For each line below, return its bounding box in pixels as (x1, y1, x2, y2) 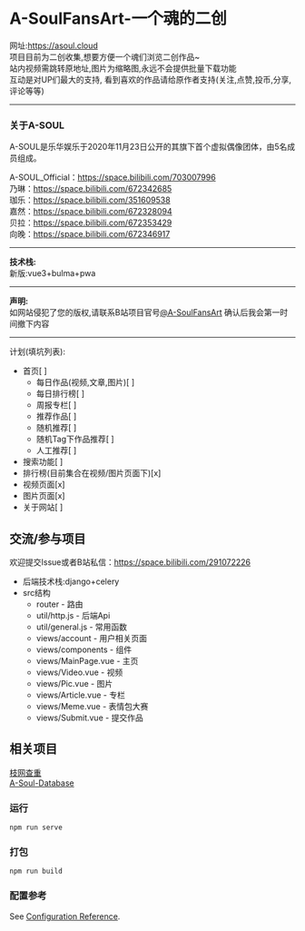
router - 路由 (35, 599, 84, 609)
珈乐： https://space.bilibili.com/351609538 (9, 194, 171, 205)
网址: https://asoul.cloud (9, 40, 98, 51)
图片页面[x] (22, 490, 65, 501)
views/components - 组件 (35, 644, 133, 655)
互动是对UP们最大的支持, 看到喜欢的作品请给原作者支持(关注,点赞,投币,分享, (9, 74, 292, 84)
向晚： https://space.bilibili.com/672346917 (9, 229, 171, 240)
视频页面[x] (22, 479, 65, 490)
